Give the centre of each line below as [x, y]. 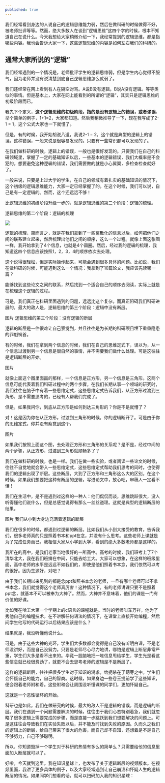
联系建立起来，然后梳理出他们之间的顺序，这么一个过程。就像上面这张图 [87, 239]
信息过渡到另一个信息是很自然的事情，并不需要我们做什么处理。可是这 [80, 351]
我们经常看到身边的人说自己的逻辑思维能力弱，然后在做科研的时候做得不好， [82, 24]
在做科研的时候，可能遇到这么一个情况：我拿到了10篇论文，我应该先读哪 [78, 268]
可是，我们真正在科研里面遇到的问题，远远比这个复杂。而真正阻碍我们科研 [80, 301]
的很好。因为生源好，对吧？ [33, 571]
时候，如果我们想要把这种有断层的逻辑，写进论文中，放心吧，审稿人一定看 [80, 480]
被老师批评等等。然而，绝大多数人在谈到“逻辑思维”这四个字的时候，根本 [78, 31]
